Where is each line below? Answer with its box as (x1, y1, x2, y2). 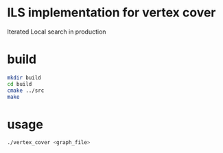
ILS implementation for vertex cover (7, 5, 216, 21)
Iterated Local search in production (7, 27, 106, 36)
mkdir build (7, 74, 41, 81)
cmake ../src (7, 87, 45, 94)
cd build (7, 80, 32, 87)
